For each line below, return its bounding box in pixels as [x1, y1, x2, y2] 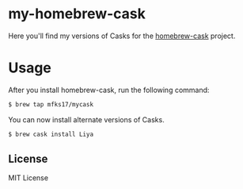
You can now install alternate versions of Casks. [8, 114, 165, 124]
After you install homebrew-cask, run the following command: [8, 85, 210, 94]
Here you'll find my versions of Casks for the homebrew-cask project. [8, 31, 236, 40]
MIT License [8, 173, 49, 183]
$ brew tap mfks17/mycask [8, 100, 93, 108]
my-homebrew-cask [8, 5, 146, 23]
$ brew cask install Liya [8, 130, 93, 138]
